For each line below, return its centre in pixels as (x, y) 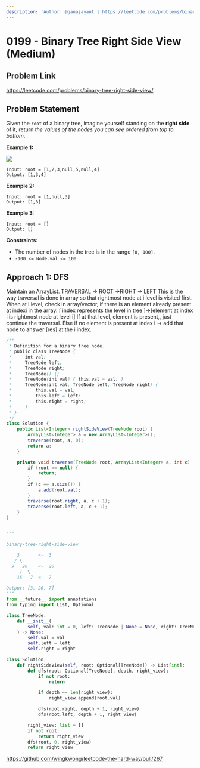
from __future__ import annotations (51, 599)
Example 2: (20, 186)
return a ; (40, 446)
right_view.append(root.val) (85, 698)
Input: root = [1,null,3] (38, 197)
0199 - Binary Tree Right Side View (94, 41)
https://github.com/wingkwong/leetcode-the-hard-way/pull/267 (85, 759)
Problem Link (31, 76)
